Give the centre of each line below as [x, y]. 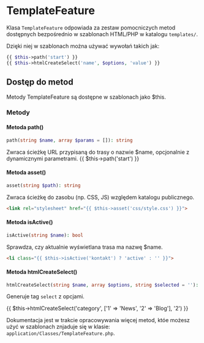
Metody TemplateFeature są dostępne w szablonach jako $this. [86, 97]
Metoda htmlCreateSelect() [42, 272]
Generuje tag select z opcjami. [45, 296]
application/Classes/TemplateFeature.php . [61, 333]
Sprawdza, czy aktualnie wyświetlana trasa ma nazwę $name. [85, 247]
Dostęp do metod [40, 82]
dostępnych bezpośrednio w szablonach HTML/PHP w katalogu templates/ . [102, 34]
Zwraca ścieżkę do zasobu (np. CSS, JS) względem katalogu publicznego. [100, 197]
